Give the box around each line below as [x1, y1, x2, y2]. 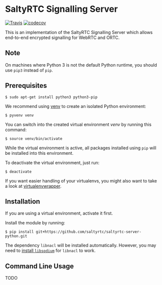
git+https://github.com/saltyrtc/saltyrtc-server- [36, 229, 141, 235]
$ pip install [5, 229, 34, 235]
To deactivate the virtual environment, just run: [5, 159, 100, 166]
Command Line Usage [5, 262, 74, 270]
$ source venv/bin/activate [5, 136, 63, 141]
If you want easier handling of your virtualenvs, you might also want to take [5, 178, 157, 183]
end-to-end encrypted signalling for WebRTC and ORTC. [5, 35, 120, 40]
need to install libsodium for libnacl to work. [5, 248, 96, 253]
